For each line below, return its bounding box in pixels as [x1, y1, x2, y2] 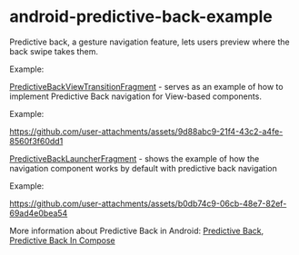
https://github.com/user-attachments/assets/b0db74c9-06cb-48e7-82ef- [9, 198, 287, 209]
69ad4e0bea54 [9, 207, 68, 219]
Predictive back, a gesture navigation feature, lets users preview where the [9, 36, 290, 47]
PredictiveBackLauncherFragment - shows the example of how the [9, 152, 260, 164]
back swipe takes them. [9, 45, 98, 56]
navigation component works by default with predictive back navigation [9, 162, 277, 173]
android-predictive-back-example [9, 6, 273, 27]
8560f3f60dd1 [9, 135, 64, 146]
